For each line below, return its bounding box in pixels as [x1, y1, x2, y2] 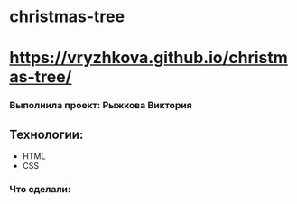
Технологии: [9, 126, 84, 142]
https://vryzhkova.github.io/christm [9, 48, 289, 69]
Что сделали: [9, 183, 71, 196]
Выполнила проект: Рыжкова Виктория [9, 99, 192, 112]
